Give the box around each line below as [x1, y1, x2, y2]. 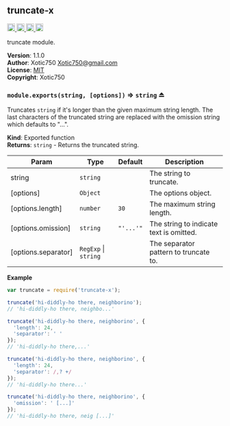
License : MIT [7, 66, 44, 74]
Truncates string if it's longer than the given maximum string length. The [7, 105, 214, 114]
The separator [149, 239, 195, 249]
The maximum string [149, 199, 216, 209]
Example [7, 273, 33, 282]
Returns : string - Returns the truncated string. [7, 141, 139, 149]
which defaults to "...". [7, 121, 69, 129]
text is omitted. [149, 228, 197, 238]
